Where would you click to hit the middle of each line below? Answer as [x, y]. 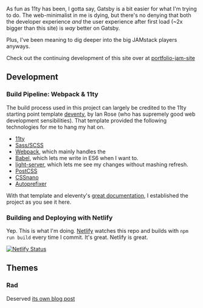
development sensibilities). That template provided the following [87, 120]
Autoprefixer [31, 184]
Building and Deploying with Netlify [60, 218]
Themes [22, 268]
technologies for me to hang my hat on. [56, 127]
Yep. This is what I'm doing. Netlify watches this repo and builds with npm [97, 230]
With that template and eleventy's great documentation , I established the [97, 195]
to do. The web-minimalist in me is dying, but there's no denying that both [99, 15]
